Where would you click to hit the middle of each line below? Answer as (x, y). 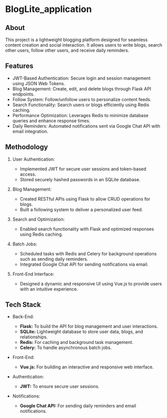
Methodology (27, 147)
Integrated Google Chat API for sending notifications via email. (84, 264)
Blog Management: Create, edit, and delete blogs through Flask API (82, 89)
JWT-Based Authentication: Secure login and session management (81, 78)
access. (28, 174)
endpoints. (23, 94)
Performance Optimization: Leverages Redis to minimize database (80, 115)
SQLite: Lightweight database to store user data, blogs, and (81, 332)
